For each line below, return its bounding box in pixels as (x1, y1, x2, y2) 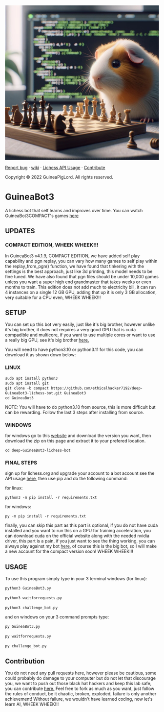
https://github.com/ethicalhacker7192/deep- (51, 386, 143, 391)
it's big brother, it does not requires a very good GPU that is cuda (5, 327, 136, 333)
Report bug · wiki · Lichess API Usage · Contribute (5, 165, 105, 171)
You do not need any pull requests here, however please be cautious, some (5, 670, 157, 676)
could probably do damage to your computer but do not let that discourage (5, 675, 156, 681)
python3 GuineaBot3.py (5, 586, 51, 591)
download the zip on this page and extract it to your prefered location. (5, 438, 146, 444)
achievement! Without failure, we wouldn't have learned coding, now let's (5, 696, 153, 702)
